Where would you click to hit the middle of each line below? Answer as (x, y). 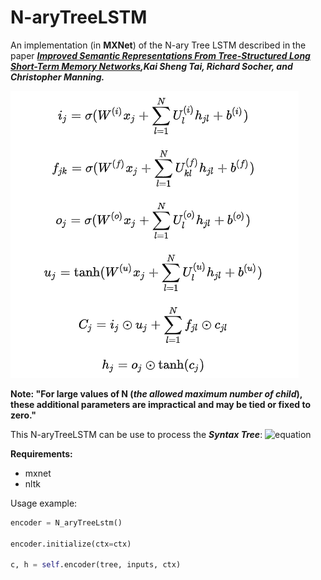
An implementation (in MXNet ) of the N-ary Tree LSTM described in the (158, 45)
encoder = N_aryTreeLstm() (66, 522)
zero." (23, 415)
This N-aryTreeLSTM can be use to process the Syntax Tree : (136, 434)
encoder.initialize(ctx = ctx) (71, 544)
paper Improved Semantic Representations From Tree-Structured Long (160, 55)
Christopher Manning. (57, 77)
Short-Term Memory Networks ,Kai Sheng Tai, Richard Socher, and (151, 66)
